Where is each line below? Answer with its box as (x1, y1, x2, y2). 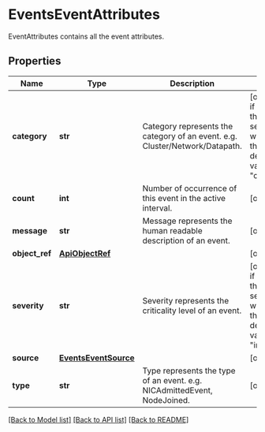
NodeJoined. (142, 394, 191, 405)
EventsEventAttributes (8, 6, 160, 24)
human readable (142, 225, 203, 236)
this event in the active (142, 192, 226, 203)
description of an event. (142, 235, 230, 246)
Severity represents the (142, 295, 230, 306)
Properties (8, 54, 62, 68)
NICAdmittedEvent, (142, 385, 213, 396)
